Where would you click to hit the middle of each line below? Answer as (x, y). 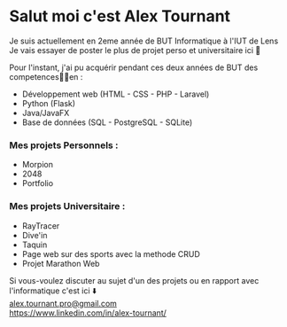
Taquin (35, 245)
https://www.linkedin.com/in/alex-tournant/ (88, 313)
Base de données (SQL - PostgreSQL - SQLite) (107, 122)
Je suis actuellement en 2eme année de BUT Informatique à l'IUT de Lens (144, 41)
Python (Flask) (49, 103)
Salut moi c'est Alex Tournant (120, 16)
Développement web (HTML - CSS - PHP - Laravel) (116, 94)
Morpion (37, 165)
